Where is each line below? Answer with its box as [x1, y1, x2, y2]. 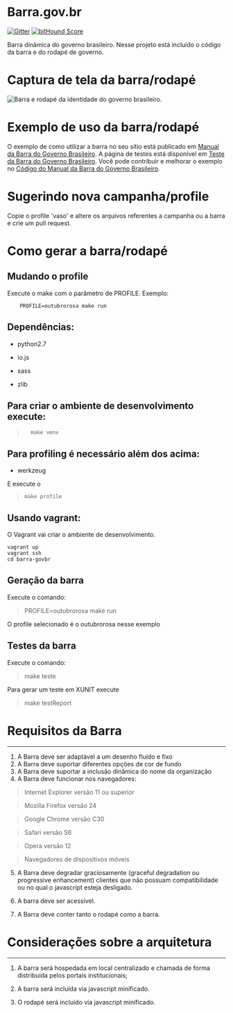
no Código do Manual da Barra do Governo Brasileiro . [7, 164, 161, 173]
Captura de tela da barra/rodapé [7, 72, 196, 88]
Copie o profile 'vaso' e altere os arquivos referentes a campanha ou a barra [7, 211, 225, 220]
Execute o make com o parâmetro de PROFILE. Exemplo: [7, 289, 169, 297]
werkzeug [17, 466, 46, 475]
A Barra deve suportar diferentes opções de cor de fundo [17, 759, 182, 768]
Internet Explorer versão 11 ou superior [24, 788, 135, 796]
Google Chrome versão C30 [24, 815, 105, 823]
